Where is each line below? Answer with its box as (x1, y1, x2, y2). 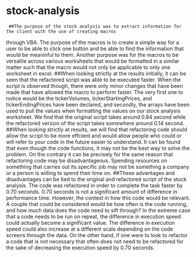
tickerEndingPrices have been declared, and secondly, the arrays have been (6, 101, 190, 108)
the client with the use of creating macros (6, 28, 116, 35)
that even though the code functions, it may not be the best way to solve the (6, 145, 190, 152)
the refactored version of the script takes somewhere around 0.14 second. (6, 119, 185, 126)
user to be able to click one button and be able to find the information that (6, 45, 184, 52)
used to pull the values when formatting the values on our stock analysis (6, 107, 181, 114)
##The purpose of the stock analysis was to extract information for (8, 23, 182, 29)
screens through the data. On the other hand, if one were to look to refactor (6, 231, 188, 238)
